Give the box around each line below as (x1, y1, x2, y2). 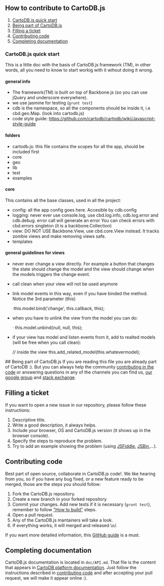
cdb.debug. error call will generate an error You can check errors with (12, 217, 155, 223)
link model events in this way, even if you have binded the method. (12, 290, 148, 296)
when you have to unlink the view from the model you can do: (12, 315, 138, 321)
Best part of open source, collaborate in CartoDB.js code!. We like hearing (5, 471, 156, 477)
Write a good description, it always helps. (12, 422, 97, 428)
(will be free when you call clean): (12, 339, 82, 345)
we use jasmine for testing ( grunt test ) (12, 100, 93, 106)
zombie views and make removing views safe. (12, 233, 106, 239)
